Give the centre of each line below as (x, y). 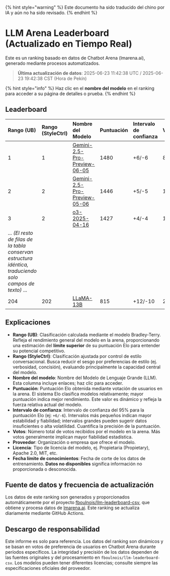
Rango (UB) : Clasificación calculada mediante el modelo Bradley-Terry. (87, 335)
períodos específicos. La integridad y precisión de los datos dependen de (82, 552)
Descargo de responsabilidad (53, 529)
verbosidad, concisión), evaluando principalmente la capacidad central (87, 367)
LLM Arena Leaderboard (57, 33)
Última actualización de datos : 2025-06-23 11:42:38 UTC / (79, 73)
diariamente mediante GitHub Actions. (45, 513)
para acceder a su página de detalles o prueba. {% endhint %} (70, 94)
